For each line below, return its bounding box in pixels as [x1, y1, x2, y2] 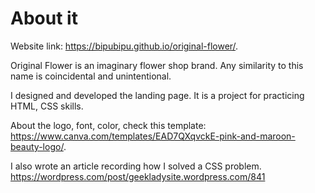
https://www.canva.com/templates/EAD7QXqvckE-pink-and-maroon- [10, 130, 296, 142]
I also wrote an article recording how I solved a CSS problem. [10, 160, 262, 172]
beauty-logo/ [10, 140, 64, 152]
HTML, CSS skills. [10, 100, 84, 112]
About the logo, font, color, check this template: [10, 119, 207, 131]
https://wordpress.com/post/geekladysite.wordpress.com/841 [10, 170, 266, 182]
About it [10, 7, 78, 30]
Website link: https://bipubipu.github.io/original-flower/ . [10, 40, 239, 52]
